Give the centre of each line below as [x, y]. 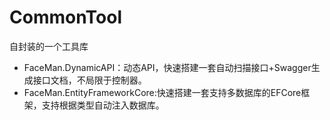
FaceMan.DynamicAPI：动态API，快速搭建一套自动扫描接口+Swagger [167, 67]
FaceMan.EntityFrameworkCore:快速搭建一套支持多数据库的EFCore [162, 92]
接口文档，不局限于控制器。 [89, 80]
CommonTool [66, 17]
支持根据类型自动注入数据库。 [103, 105]
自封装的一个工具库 [49, 46]
